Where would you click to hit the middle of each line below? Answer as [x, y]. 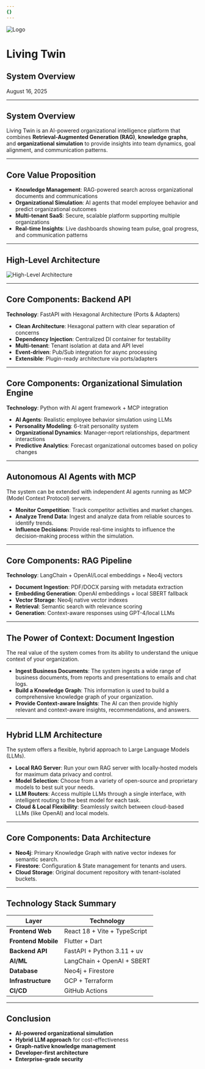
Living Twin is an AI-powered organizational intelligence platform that [93, 131]
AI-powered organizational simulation [64, 1033]
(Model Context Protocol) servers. [49, 498]
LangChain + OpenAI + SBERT [107, 960]
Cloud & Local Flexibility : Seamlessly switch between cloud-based [99, 807]
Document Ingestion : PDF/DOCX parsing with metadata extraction [99, 587]
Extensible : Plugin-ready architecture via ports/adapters [86, 358]
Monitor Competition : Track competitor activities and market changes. [104, 509]
